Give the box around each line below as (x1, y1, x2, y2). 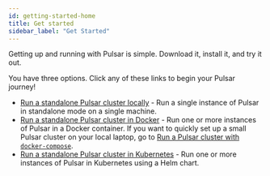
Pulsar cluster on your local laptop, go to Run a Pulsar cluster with (19, 132, 240, 142)
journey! (8, 82, 36, 92)
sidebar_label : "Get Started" (8, 27, 111, 35)
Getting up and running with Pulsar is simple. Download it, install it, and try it (8, 49, 263, 59)
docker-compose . (19, 141, 74, 151)
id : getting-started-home (8, 11, 95, 20)
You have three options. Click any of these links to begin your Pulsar (8, 74, 236, 84)
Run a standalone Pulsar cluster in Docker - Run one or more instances (19, 115, 257, 125)
